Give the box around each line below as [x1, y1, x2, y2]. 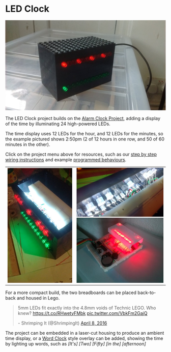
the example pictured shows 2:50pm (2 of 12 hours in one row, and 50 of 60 [5, 136, 164, 142]
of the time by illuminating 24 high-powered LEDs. [5, 121, 110, 127]
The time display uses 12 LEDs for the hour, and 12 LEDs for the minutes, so [5, 131, 164, 137]
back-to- [137, 289, 156, 296]
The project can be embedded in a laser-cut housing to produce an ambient [5, 330, 164, 336]
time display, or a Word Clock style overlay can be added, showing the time [5, 335, 163, 341]
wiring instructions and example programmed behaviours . [5, 157, 127, 163]
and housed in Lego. [17, 295, 60, 301]
